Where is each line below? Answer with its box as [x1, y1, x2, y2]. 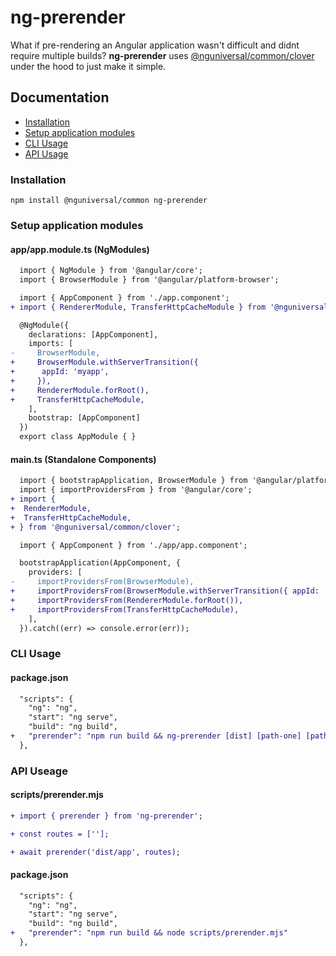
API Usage [24, 147, 69, 160]
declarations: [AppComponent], [28, 329, 159, 340]
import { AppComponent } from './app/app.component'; [19, 540, 248, 550]
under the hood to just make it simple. [10, 60, 167, 72]
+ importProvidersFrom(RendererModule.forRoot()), [10, 595, 244, 605]
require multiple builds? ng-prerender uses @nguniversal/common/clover [10, 49, 315, 61]
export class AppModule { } [19, 432, 137, 442]
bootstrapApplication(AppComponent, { [19, 558, 182, 568]
